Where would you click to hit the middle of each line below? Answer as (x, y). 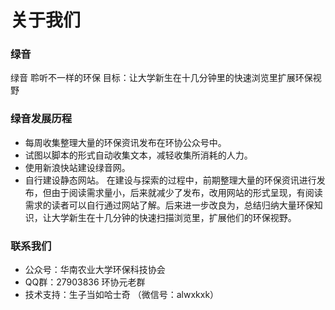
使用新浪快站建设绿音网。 (77, 167)
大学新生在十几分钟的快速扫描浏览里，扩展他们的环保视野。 (174, 217)
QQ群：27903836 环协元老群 (85, 282)
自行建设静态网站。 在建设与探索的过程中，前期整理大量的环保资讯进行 (170, 180)
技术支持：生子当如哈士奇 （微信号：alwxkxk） (122, 295)
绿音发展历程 (41, 119)
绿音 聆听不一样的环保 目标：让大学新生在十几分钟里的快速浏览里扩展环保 (161, 78)
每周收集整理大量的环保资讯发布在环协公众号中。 (125, 142)
